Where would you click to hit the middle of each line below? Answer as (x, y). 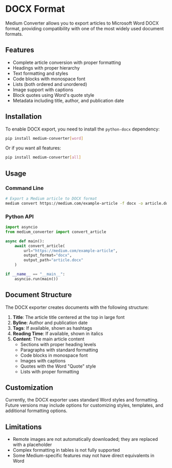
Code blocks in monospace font (54, 355)
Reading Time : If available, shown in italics (58, 333)
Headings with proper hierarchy (46, 68)
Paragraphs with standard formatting (59, 350)
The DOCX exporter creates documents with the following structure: (77, 307)
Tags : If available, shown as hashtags (52, 328)
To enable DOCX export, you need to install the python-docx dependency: (82, 129)
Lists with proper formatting (50, 371)
